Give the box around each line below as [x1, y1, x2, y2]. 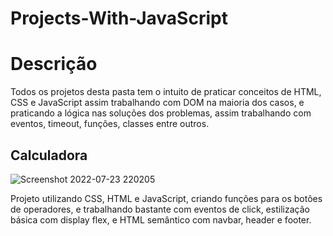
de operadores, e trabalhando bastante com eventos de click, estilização [10, 203, 310, 215]
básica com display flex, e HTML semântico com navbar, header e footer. [10, 213, 312, 226]
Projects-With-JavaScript [10, 7, 228, 30]
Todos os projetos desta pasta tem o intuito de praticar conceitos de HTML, [10, 86, 322, 98]
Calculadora [10, 147, 88, 164]
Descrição [10, 53, 98, 76]
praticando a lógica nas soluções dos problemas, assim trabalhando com [10, 107, 312, 119]
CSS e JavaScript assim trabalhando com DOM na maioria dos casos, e [10, 97, 305, 109]
